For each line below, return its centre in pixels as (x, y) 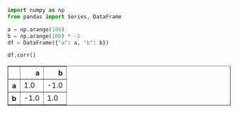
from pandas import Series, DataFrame (64, 17)
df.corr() (22, 55)
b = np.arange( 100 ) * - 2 (44, 36)
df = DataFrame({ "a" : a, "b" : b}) (58, 42)
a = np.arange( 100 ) (36, 29)
